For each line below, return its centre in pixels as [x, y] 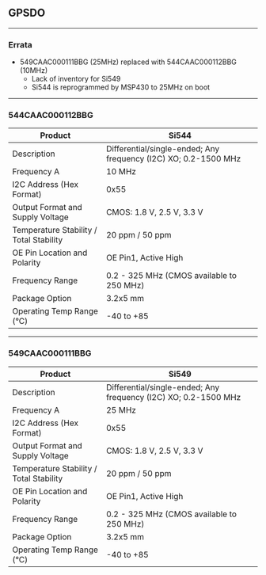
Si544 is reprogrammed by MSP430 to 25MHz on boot [121, 87]
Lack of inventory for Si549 [76, 79]
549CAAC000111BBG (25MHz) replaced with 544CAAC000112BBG [128, 62]
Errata [21, 44]
